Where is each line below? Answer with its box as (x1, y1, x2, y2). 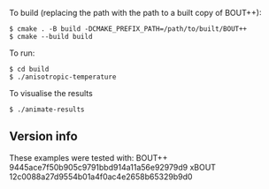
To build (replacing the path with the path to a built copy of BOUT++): (9, 8, 262, 18)
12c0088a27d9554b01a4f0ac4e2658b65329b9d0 (9, 171, 193, 182)
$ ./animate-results (9, 105, 86, 114)
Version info (9, 129, 78, 144)
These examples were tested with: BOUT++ (9, 152, 168, 163)
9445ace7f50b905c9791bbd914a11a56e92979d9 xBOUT (9, 162, 217, 172)
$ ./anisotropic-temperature (9, 72, 117, 81)
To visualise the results (9, 88, 93, 98)
